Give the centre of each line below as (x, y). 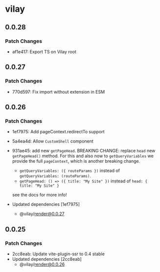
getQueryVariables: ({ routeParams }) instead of (69, 171)
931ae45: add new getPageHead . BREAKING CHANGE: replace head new (84, 151)
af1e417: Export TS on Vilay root (44, 51)
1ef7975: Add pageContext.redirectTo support (58, 132)
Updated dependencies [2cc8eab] (47, 259)
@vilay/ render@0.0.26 (42, 264)
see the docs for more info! (39, 195)
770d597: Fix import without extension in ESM (58, 92)
